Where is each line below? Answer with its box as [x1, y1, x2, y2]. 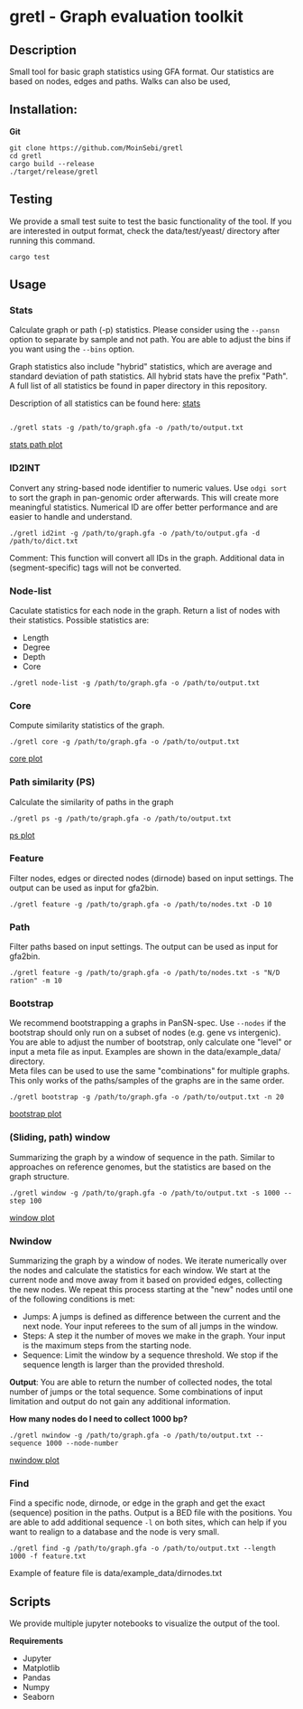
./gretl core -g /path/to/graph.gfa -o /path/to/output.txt [9, 737, 241, 747]
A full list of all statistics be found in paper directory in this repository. [9, 380, 268, 391]
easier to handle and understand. [9, 511, 133, 521]
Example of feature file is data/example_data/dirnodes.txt [9, 1568, 223, 1579]
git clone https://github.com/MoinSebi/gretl [9, 143, 183, 153]
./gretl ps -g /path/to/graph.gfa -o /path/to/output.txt [9, 813, 232, 823]
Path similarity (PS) [9, 775, 96, 788]
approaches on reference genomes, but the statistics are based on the [9, 1161, 271, 1172]
